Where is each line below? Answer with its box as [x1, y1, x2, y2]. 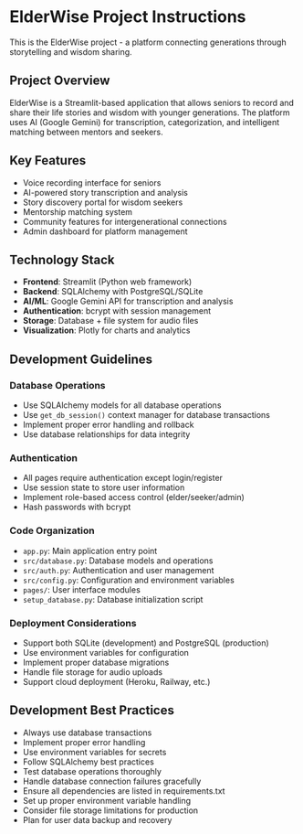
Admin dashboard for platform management [22, 226, 189, 237]
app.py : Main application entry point [22, 545, 158, 556]
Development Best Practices [9, 702, 175, 719]
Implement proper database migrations [22, 657, 170, 668]
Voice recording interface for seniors [22, 176, 162, 188]
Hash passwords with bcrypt [22, 501, 131, 513]
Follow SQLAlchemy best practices [22, 756, 155, 767]
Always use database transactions [22, 727, 152, 738]
